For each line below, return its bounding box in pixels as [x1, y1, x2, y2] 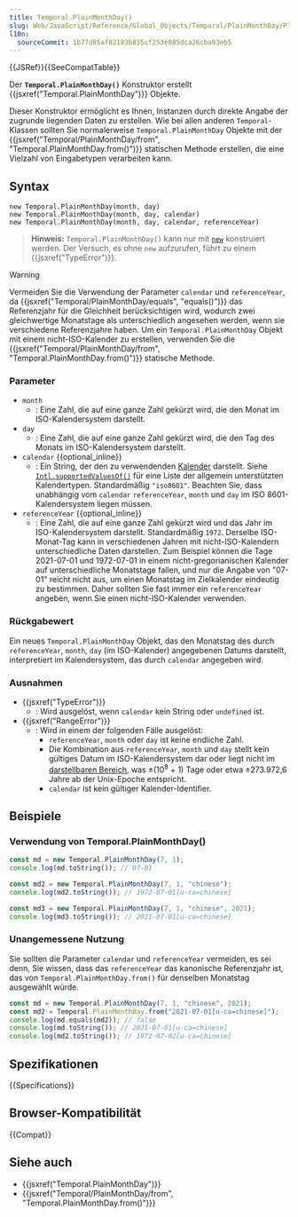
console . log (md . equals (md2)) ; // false [9, 1015, 157, 1024]
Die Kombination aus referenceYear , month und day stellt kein [48, 743, 270, 755]
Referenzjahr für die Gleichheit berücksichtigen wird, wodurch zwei [9, 305, 255, 316]
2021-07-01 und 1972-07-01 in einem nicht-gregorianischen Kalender [35, 556, 289, 566]
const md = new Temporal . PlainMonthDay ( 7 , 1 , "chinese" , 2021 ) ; [9, 999, 252, 1008]
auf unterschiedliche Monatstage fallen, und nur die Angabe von [35, 565, 271, 575]
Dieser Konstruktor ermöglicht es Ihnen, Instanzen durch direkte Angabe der [9, 106, 288, 116]
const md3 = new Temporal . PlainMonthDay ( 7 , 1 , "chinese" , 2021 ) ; [9, 904, 256, 913]
